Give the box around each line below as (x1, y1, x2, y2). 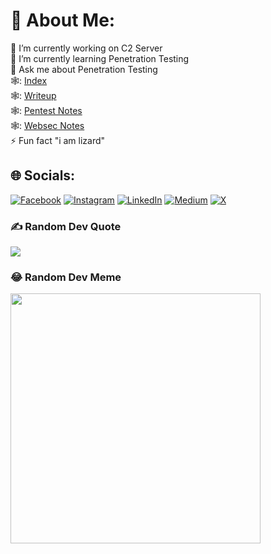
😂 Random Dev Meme (10, 270, 122, 284)
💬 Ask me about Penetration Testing (10, 63, 158, 75)
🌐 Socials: (10, 167, 76, 184)
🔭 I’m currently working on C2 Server (10, 42, 163, 54)
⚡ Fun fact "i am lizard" (10, 134, 106, 146)
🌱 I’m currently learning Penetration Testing (10, 52, 190, 64)
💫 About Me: (10, 9, 116, 32)
